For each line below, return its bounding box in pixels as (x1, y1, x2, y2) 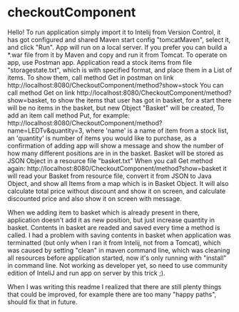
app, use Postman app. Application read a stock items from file (7, 58, 193, 66)
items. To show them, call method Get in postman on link (7, 73, 174, 82)
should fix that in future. (7, 297, 78, 306)
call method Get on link (7, 88, 76, 97)
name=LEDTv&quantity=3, (7, 126, 84, 135)
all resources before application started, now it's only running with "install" (7, 254, 227, 262)
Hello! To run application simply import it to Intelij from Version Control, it (7, 28, 221, 36)
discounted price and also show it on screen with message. (7, 194, 182, 203)
